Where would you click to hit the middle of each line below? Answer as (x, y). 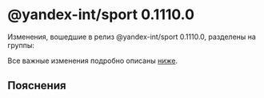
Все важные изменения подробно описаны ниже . (92, 61)
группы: (21, 45)
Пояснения (37, 86)
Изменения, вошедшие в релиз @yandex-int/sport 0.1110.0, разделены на (132, 37)
